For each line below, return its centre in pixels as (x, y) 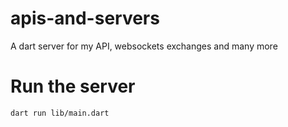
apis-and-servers (85, 18)
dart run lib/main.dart (60, 113)
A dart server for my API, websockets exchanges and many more (144, 46)
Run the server (73, 86)
